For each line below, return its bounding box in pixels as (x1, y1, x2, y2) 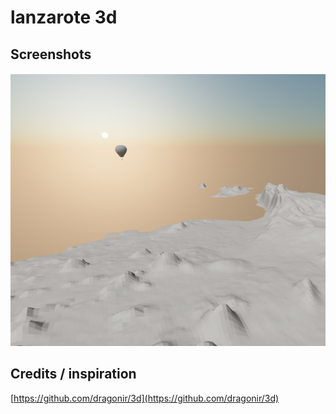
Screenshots (10, 46, 92, 63)
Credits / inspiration (10, 366, 137, 383)
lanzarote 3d (10, 6, 118, 29)
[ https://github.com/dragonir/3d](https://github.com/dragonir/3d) (10, 392, 280, 404)
